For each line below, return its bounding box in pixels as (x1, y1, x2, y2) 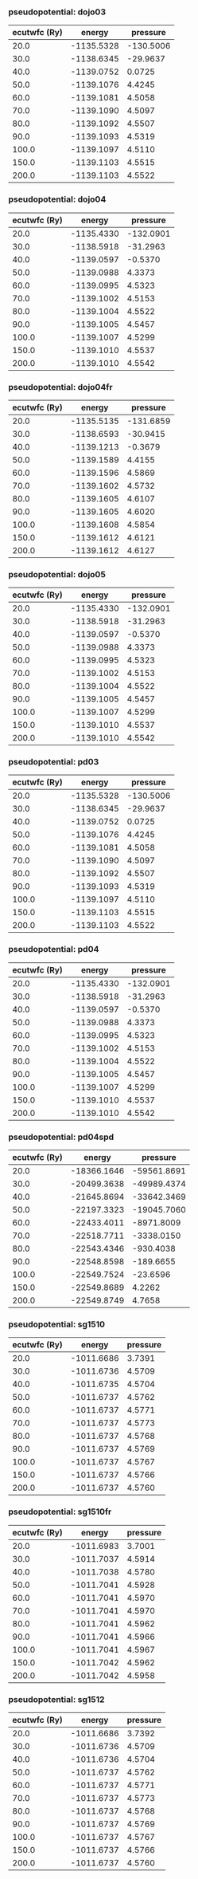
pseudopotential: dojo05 (8, 568, 106, 580)
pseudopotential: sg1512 (8, 1693, 105, 1704)
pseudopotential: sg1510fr (8, 1506, 112, 1517)
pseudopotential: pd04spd (8, 1131, 115, 1142)
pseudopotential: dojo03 (8, 6, 106, 18)
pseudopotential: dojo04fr (8, 381, 113, 392)
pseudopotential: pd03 (8, 757, 99, 768)
